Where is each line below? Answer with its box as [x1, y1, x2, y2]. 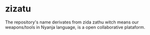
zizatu [5, 3, 31, 14]
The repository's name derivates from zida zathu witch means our [5, 19, 139, 25]
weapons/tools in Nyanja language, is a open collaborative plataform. [5, 24, 146, 30]
